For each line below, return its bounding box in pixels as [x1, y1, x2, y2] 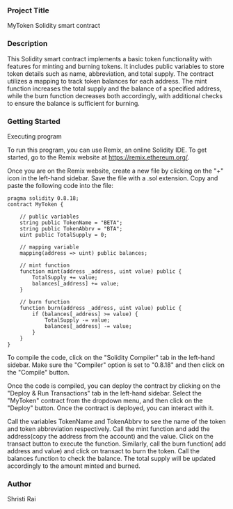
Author [7, 479, 32, 489]
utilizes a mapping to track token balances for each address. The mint [7, 77, 207, 85]
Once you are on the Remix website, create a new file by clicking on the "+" [7, 166, 224, 175]
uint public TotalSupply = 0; [19, 231, 108, 238]
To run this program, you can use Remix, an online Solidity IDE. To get [7, 146, 207, 154]
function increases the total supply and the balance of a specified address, [7, 84, 222, 93]
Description [7, 39, 48, 49]
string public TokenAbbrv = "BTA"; [19, 225, 123, 232]
